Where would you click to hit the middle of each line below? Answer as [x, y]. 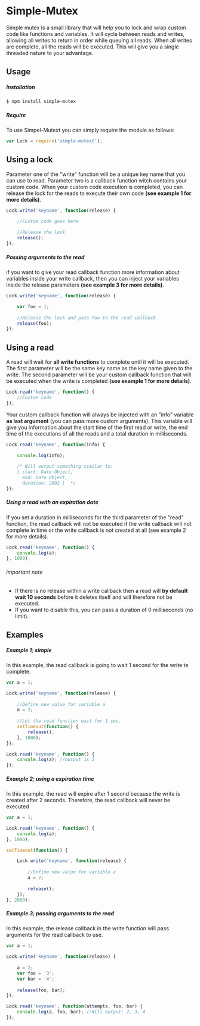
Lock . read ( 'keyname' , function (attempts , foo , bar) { [75, 1006]
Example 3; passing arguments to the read [60, 914]
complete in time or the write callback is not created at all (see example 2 [96, 530]
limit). [21, 616]
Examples [25, 634]
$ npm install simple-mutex [41, 102]
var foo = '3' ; [36, 973]
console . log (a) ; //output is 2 [56, 760]
